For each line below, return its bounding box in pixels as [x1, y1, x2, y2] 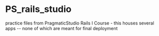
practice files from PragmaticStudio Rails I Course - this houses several [5, 20, 154, 26]
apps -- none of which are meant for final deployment [5, 25, 118, 31]
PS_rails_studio [5, 3, 72, 15]
